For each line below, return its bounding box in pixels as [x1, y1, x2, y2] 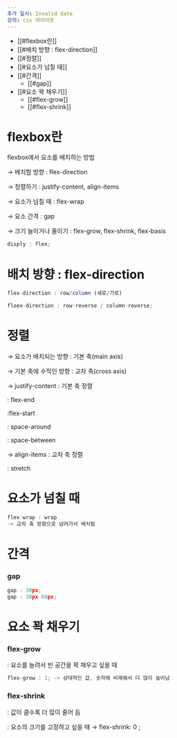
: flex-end [7, 395, 35, 403]
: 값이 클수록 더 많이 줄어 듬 [7, 707, 81, 716]
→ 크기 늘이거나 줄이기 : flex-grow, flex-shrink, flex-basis [7, 227, 166, 235]
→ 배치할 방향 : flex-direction [7, 168, 88, 176]
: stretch [7, 464, 31, 472]
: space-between [7, 435, 56, 444]
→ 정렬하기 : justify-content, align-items [7, 183, 120, 191]
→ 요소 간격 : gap [7, 212, 55, 221]
